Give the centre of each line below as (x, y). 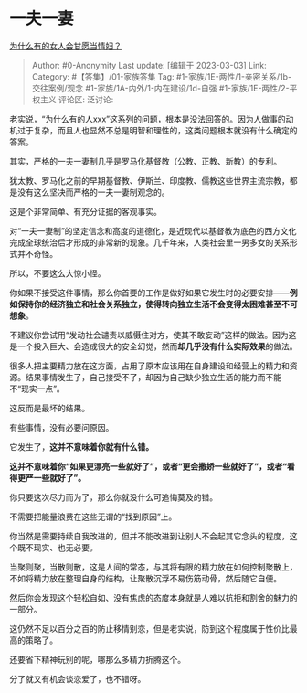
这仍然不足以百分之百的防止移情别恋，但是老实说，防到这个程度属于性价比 (149, 628)
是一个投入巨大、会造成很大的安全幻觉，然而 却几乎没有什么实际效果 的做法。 (153, 346)
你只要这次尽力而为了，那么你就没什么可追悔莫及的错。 (113, 497)
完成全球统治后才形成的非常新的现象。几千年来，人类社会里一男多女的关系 (149, 242)
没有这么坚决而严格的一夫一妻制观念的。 (93, 192)
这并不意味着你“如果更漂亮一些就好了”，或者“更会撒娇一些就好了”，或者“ (148, 466)
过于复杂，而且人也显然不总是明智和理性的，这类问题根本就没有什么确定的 (157, 130)
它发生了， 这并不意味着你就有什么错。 (81, 447)
